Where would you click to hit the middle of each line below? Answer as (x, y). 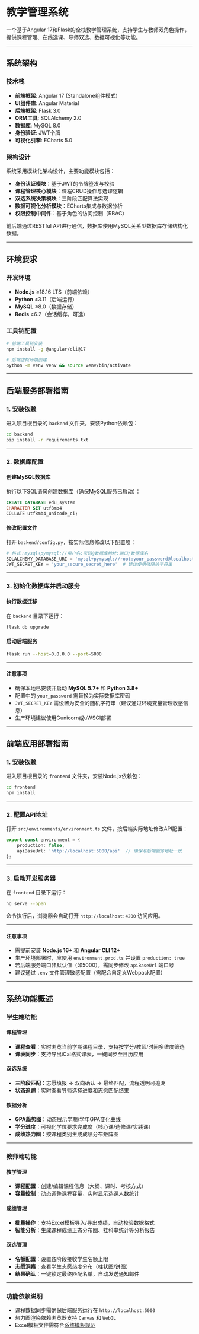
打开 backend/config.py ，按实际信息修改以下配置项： (71, 542)
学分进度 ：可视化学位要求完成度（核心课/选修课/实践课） (84, 1127)
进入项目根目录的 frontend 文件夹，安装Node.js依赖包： (74, 776)
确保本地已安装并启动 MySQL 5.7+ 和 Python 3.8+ (76, 688)
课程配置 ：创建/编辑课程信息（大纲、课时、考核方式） (81, 1186)
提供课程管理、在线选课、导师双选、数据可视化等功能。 (73, 37)
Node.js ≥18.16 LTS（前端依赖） (54, 292)
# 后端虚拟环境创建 (27, 359)
